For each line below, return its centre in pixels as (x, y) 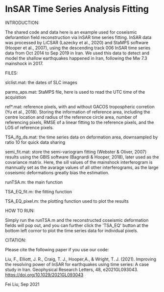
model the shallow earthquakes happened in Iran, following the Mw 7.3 (76, 58)
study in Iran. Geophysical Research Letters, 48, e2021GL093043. (72, 269)
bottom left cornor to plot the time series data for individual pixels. (72, 230)
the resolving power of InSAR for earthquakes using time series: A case (77, 264)
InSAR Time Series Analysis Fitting (77, 9)
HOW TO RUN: (20, 211)
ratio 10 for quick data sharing (35, 142)
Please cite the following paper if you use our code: (57, 249)
